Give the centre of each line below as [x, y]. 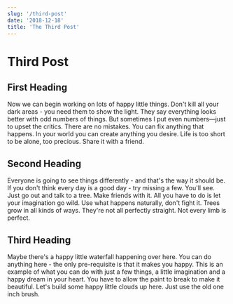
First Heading [37, 87]
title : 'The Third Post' [43, 27]
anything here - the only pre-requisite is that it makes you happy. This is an [115, 264]
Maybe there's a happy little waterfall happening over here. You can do [110, 257]
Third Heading [39, 240]
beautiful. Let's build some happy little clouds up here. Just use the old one [115, 286]
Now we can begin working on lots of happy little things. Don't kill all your [113, 104]
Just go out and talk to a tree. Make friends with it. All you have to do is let [114, 196]
